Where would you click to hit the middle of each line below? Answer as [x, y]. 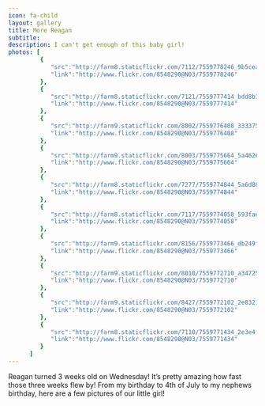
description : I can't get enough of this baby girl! [97, 45]
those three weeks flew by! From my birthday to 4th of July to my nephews [130, 385]
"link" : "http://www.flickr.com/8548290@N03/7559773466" [144, 251]
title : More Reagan [40, 30]
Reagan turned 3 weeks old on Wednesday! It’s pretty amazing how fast [125, 376]
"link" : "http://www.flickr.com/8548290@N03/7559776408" [144, 133]
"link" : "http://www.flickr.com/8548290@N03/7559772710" [144, 281]
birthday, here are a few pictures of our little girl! [87, 393]
